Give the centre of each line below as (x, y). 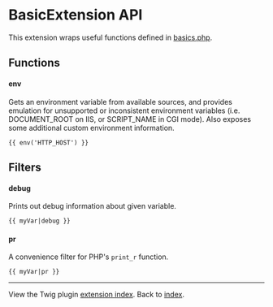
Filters (25, 167)
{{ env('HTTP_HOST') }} (49, 143)
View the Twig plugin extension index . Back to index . (97, 295)
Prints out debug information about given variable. (93, 206)
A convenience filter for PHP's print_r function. (89, 257)
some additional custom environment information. (91, 128)
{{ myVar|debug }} (39, 221)
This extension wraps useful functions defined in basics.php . (110, 37)
